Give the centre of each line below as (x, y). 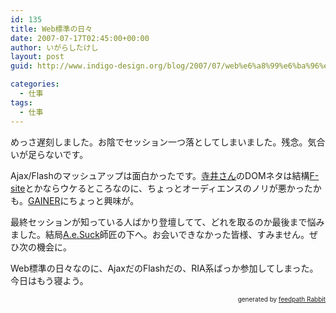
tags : (21, 102)
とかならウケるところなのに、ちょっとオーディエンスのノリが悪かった (168, 188)
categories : (35, 84)
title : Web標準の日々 (51, 29)
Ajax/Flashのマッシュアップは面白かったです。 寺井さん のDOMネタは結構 (160, 175)
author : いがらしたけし (54, 47)
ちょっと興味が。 (104, 200)
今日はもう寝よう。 (49, 280)
